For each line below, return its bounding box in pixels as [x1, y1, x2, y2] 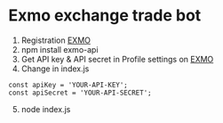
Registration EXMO [20, 35, 91, 45]
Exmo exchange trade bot [8, 5, 202, 26]
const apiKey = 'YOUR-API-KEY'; [8, 80, 128, 89]
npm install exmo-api [20, 44, 99, 54]
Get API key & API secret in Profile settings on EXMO [20, 53, 214, 64]
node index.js [20, 103, 71, 114]
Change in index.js [20, 63, 90, 74]
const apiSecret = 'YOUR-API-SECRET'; [8, 88, 152, 97]
